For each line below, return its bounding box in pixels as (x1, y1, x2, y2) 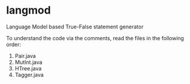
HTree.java (14, 64, 42, 72)
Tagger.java (14, 71, 44, 78)
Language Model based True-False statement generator (6, 23, 144, 30)
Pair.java (14, 52, 36, 59)
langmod (6, 4, 51, 17)
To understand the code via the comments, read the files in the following (6, 34, 185, 41)
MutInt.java (14, 59, 43, 66)
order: (6, 41, 21, 48)
